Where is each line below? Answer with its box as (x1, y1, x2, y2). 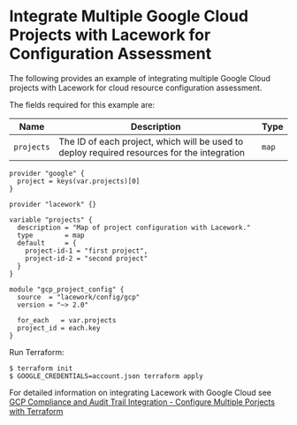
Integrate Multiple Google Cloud (9, 6, 249, 27)
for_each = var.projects (17, 315, 117, 324)
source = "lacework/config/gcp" (17, 292, 141, 301)
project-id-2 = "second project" (25, 254, 148, 262)
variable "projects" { (9, 215, 93, 224)
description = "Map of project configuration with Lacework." (17, 223, 251, 231)
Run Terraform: (9, 346, 65, 357)
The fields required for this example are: (9, 99, 156, 110)
